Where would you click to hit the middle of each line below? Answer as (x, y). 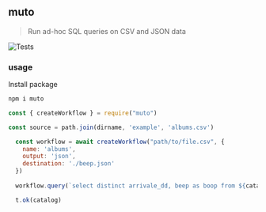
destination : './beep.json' (68, 164)
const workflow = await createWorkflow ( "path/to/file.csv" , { (120, 142)
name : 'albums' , (49, 149)
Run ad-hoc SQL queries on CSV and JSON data (106, 31)
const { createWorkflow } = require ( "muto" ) (83, 113)
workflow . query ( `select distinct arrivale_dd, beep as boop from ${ (131, 185)
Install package (33, 85)
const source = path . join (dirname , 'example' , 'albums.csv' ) (111, 127)
